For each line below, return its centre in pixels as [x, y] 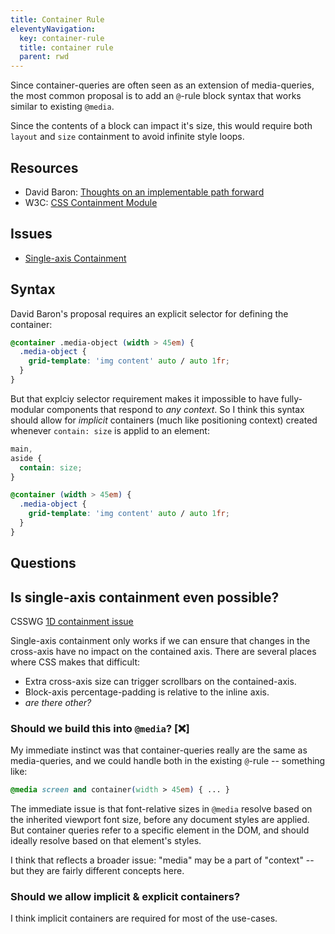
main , [21, 449]
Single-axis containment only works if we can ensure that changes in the [160, 641]
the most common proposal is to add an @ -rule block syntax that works [156, 96]
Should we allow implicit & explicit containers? [125, 897]
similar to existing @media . [62, 107]
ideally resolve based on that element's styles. [106, 841]
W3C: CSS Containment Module [91, 202]
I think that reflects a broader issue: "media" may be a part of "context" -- [162, 860]
